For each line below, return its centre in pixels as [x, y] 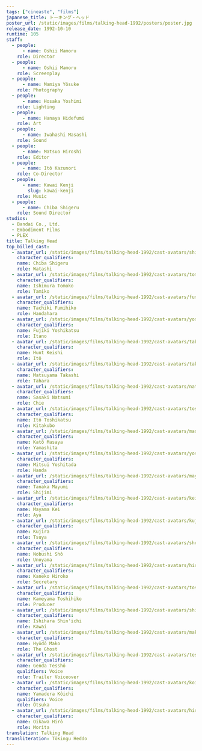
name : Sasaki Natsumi [44, 397]
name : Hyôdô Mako [39, 643]
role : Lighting [36, 107]
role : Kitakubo [36, 425]
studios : [17, 219]
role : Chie [31, 403]
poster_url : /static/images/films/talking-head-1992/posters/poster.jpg [99, 23]
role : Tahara [33, 381]
